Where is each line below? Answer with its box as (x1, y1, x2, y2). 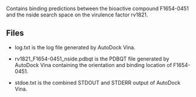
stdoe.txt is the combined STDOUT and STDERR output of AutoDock (14, 79, 181, 86)
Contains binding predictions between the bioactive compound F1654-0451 (6, 5, 190, 12)
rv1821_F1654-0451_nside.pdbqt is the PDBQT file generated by (14, 55, 170, 62)
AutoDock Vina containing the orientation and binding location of (14, 61, 172, 68)
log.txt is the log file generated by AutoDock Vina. (14, 44, 135, 51)
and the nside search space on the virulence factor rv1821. (6, 11, 148, 18)
